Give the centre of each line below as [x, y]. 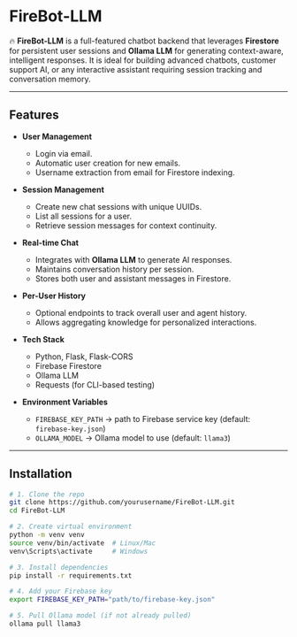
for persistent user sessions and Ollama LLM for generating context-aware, [147, 50]
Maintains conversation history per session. [114, 269]
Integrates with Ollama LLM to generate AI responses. [133, 259]
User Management [57, 136]
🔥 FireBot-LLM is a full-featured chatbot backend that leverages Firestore [145, 41]
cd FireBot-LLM [37, 510]
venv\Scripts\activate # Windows [79, 551]
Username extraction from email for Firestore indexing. [135, 172]
